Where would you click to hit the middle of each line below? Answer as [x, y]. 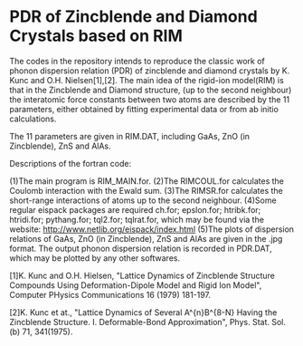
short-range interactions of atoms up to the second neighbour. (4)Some [143, 200]
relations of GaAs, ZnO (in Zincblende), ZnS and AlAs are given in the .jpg [146, 238]
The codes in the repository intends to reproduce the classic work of [137, 61]
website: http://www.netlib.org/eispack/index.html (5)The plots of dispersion [152, 229]
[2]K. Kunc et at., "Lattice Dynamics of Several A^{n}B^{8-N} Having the [143, 312]
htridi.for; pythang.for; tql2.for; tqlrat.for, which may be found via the [137, 219]
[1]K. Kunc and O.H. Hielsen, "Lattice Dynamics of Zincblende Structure [142, 275]
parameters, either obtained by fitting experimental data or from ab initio [144, 109]
